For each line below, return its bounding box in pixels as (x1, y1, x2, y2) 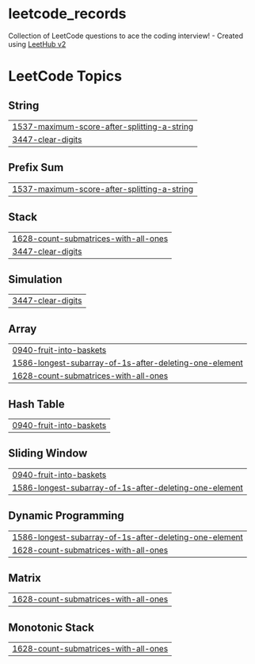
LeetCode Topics (8, 67, 123, 86)
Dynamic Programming (8, 509, 124, 523)
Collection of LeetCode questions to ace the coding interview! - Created (8, 31, 244, 40)
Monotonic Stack (8, 620, 95, 634)
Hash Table (8, 397, 65, 410)
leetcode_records (8, 5, 127, 23)
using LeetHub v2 (8, 39, 67, 48)
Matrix (8, 571, 41, 585)
